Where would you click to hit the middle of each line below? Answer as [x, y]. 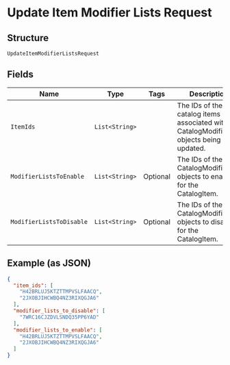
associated [194, 123]
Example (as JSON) [49, 263]
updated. [191, 148]
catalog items [199, 114]
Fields [21, 74]
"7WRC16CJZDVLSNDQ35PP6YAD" [59, 317]
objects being [199, 140]
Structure [28, 38]
